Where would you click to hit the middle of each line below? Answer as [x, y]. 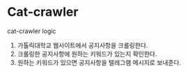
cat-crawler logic [32, 31]
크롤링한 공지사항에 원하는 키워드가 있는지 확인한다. [87, 54]
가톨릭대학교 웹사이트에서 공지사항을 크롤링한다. [83, 45]
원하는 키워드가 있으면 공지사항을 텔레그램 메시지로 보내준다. [99, 62]
